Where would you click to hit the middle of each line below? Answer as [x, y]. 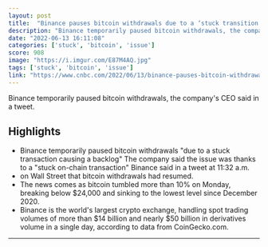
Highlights [35, 131]
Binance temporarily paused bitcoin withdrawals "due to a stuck [125, 151]
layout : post [30, 16]
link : [17, 75]
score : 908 [26, 53]
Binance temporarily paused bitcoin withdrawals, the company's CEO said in [134, 98]
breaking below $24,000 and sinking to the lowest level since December [138, 193]
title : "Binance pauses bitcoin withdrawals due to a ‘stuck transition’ [135, 23]
